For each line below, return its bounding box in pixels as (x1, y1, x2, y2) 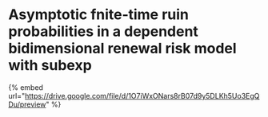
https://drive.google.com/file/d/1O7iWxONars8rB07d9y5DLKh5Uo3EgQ (24, 91, 260, 100)
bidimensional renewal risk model (8, 40, 238, 57)
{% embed (8, 82, 44, 92)
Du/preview (8, 99, 46, 109)
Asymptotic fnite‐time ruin (8, 6, 190, 24)
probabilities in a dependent (8, 22, 198, 41)
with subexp (8, 57, 92, 75)
